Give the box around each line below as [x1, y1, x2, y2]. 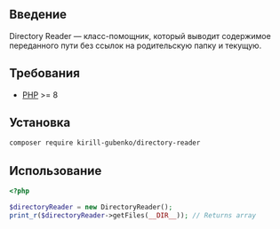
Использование [9, 163, 102, 178]
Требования [9, 66, 80, 81]
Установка [9, 115, 71, 130]
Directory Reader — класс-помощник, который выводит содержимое [9, 30, 271, 41]
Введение [9, 7, 68, 22]
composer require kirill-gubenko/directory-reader [9, 138, 201, 147]
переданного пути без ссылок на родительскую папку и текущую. [9, 40, 262, 51]
